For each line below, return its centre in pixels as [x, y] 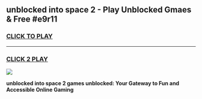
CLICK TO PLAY [29, 37]
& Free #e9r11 [32, 19]
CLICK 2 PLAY [27, 59]
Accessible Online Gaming [40, 89]
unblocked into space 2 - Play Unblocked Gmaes [99, 10]
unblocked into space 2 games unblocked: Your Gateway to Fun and [93, 83]
